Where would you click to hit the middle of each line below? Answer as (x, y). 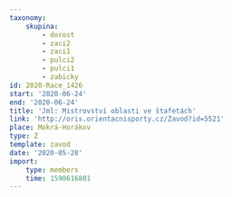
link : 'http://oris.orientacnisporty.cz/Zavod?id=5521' (117, 119)
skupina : (42, 26)
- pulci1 (58, 69)
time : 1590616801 (58, 178)
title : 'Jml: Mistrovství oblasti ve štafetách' (103, 111)
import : (24, 161)
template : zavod (40, 144)
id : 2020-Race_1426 (46, 85)
